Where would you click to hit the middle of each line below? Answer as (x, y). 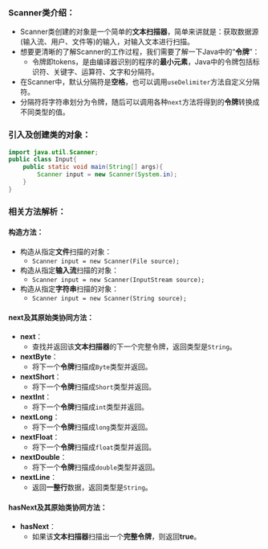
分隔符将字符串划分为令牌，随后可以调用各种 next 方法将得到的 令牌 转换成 (140, 102)
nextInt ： (36, 397)
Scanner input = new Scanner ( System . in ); (108, 174)
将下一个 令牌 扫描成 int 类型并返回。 (90, 407)
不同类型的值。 (45, 112)
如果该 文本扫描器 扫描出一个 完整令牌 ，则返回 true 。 (116, 537)
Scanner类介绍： (42, 12)
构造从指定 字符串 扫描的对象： (69, 289)
